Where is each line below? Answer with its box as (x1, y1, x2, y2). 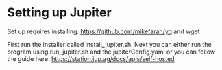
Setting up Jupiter (7, 5, 112, 20)
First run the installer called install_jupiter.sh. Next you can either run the (7, 40, 212, 48)
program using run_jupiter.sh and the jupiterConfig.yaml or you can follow (7, 48, 216, 56)
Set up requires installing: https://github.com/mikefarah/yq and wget (7, 27, 200, 35)
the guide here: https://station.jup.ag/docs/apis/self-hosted (7, 54, 175, 63)
